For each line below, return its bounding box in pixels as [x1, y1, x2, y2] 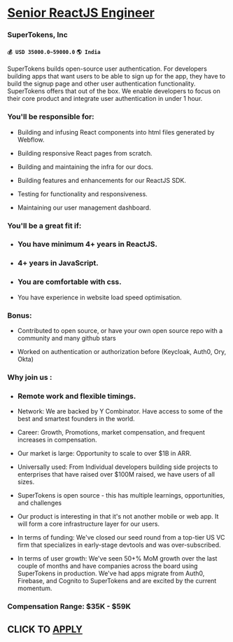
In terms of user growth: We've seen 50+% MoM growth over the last [17, 554, 218, 563]
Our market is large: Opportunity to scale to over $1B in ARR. [17, 449, 192, 458]
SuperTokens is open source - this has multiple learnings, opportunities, [17, 491, 225, 500]
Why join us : [7, 372, 52, 382]
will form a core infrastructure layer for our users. [17, 520, 160, 528]
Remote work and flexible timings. [17, 391, 136, 401]
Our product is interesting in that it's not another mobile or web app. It [17, 512, 219, 521]
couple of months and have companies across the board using [17, 562, 198, 571]
